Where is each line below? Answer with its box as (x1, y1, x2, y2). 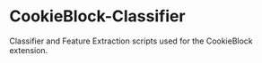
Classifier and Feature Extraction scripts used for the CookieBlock (9, 35, 253, 46)
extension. (9, 44, 48, 55)
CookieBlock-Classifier (9, 6, 186, 27)
